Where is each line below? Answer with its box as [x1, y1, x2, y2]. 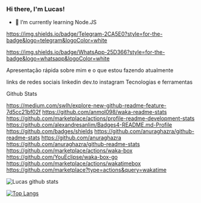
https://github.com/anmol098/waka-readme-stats [42, 108, 167, 116]
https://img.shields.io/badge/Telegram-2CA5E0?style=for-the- [6, 30, 163, 38]
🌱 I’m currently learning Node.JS [15, 19, 97, 26]
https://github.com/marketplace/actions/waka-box [6, 147, 133, 155]
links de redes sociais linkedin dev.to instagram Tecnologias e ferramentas [6, 78, 193, 86]
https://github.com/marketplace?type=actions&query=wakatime [6, 166, 167, 174]
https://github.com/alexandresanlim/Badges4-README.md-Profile [6, 121, 172, 128]
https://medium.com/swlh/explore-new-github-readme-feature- [6, 102, 167, 109]
